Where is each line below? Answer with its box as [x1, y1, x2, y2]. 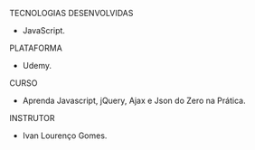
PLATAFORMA [9, 42, 63, 53]
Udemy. [22, 61, 52, 70]
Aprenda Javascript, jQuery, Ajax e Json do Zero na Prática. [22, 95, 246, 106]
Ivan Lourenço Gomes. [22, 130, 108, 141]
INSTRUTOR [9, 113, 56, 123]
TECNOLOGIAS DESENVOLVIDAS [9, 8, 134, 18]
